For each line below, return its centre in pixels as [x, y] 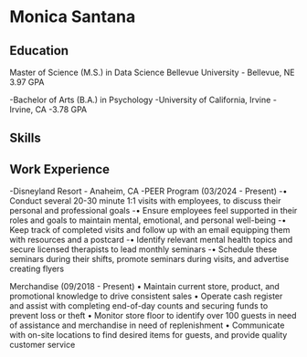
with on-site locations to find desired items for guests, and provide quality [148, 335]
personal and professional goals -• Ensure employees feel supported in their [153, 211]
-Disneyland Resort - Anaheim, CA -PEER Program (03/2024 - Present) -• [148, 191]
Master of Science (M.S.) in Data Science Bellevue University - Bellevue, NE [152, 72]
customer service [42, 345]
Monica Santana [73, 17]
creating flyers [37, 269]
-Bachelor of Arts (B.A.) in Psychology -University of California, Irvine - [143, 100]
